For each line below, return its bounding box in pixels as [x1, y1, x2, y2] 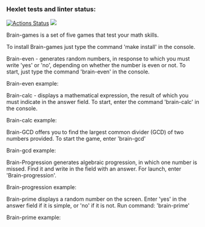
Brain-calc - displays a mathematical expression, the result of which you [6, 92, 188, 99]
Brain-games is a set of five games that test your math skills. [6, 31, 159, 39]
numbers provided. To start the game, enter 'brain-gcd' [6, 135, 146, 143]
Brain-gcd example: [6, 147, 56, 154]
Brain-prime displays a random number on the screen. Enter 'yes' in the [6, 195, 187, 203]
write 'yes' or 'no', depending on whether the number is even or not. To [6, 62, 186, 69]
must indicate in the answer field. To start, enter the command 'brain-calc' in [6, 99, 199, 106]
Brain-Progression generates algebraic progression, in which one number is [6, 158, 198, 166]
